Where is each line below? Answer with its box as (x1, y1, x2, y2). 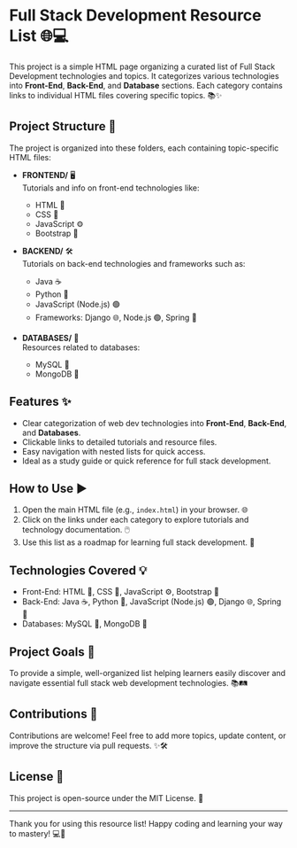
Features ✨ (9, 394, 72, 409)
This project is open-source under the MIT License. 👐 (9, 792, 204, 803)
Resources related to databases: (21, 342, 141, 353)
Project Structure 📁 (9, 119, 117, 134)
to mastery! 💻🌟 (9, 828, 66, 838)
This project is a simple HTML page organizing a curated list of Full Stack (9, 61, 276, 72)
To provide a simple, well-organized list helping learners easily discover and (9, 668, 286, 678)
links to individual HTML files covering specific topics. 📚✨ (9, 89, 223, 100)
